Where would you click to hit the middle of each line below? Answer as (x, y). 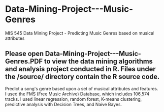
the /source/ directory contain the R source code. (82, 77)
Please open (25, 54)
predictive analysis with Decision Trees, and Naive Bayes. (64, 104)
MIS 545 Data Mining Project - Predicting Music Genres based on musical (80, 33)
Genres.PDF (24, 62)
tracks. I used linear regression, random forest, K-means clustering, (73, 99)
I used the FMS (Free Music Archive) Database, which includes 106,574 (77, 94)
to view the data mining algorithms (98, 62)
